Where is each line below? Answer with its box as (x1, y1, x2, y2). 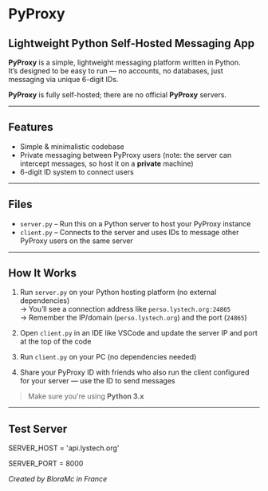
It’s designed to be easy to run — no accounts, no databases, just (8, 66, 223, 76)
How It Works (8, 266, 77, 280)
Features (8, 120, 53, 134)
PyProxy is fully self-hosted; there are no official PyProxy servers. (8, 90, 227, 100)
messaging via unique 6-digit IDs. (8, 75, 119, 84)
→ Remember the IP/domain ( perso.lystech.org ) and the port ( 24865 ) (19, 312, 247, 323)
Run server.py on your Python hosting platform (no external (19, 288, 217, 297)
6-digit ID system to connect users (19, 167, 134, 176)
